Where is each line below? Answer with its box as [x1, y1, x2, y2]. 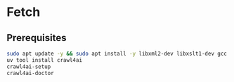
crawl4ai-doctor [6, 69, 54, 76]
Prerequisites [6, 32, 67, 44]
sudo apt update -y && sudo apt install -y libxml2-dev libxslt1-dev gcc [6, 50, 228, 57]
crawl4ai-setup [6, 63, 51, 70]
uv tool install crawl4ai [6, 56, 82, 63]
